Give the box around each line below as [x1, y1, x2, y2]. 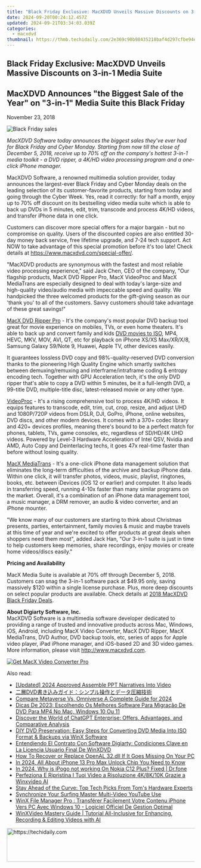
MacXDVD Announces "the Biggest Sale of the [7, 88, 184, 99]
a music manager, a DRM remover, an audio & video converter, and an [7, 498, 178, 506]
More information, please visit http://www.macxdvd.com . [7, 646, 147, 654]
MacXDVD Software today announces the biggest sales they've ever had [7, 137, 187, 144]
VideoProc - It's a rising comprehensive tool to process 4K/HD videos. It [7, 398, 184, 405]
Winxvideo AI [15, 778, 48, 785]
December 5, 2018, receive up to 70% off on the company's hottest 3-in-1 [7, 150, 188, 157]
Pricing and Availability [7, 559, 66, 567]
